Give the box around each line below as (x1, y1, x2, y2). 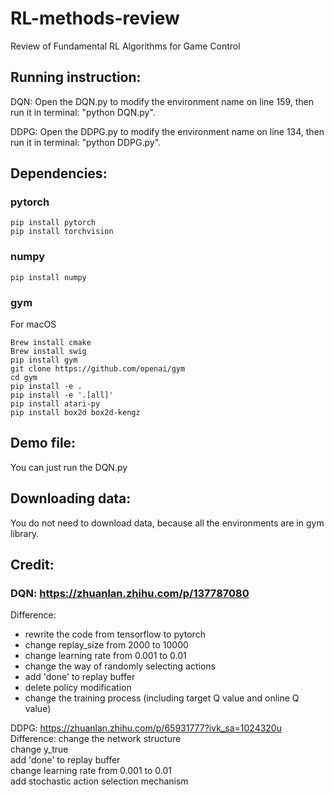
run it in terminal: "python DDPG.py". (10, 136, 162, 148)
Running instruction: (10, 69, 142, 86)
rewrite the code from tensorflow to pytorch (24, 628, 206, 641)
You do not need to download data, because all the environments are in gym (10, 517, 325, 529)
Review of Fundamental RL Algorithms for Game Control (10, 40, 241, 52)
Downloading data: (10, 490, 132, 507)
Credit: (10, 557, 55, 574)
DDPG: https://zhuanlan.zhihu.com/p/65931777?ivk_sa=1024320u (10, 722, 282, 734)
